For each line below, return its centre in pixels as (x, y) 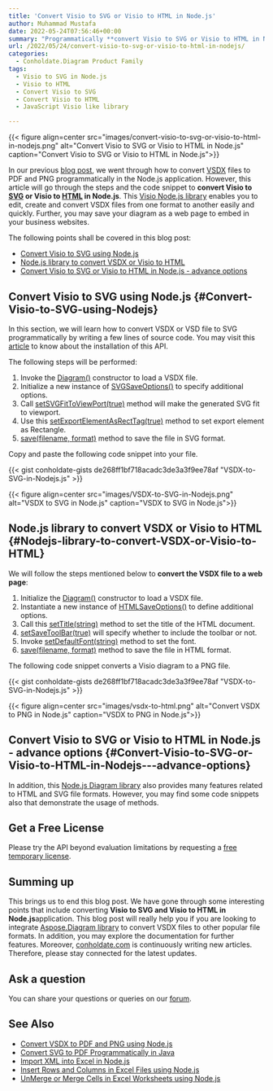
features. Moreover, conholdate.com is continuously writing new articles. (130, 944)
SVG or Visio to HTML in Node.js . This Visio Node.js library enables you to (133, 196)
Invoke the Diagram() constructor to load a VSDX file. (109, 377)
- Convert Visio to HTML (58, 99)
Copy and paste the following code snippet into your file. (103, 453)
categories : (28, 54)
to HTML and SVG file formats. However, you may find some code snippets (134, 794)
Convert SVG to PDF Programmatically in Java (97, 1052)
